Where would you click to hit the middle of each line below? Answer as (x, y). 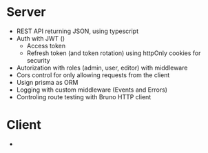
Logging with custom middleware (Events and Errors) (92, 90)
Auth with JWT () (41, 38)
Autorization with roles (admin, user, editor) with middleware (102, 68)
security (38, 60)
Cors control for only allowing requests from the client (93, 75)
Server (26, 12)
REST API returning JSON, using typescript (77, 31)
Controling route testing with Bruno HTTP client (84, 96)
